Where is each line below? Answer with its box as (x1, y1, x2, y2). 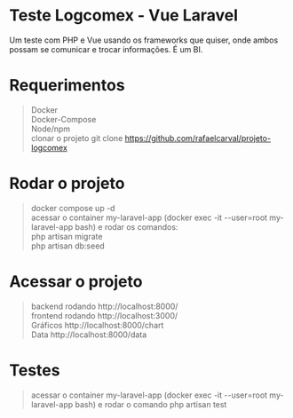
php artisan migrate (30, 231, 103, 241)
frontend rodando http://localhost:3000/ (30, 310, 178, 320)
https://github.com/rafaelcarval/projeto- (124, 132, 272, 143)
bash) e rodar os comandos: (75, 221, 178, 232)
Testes (9, 360, 60, 380)
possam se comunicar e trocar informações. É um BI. (9, 43, 203, 54)
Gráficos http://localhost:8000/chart (30, 319, 164, 330)
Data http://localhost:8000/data (30, 329, 147, 340)
